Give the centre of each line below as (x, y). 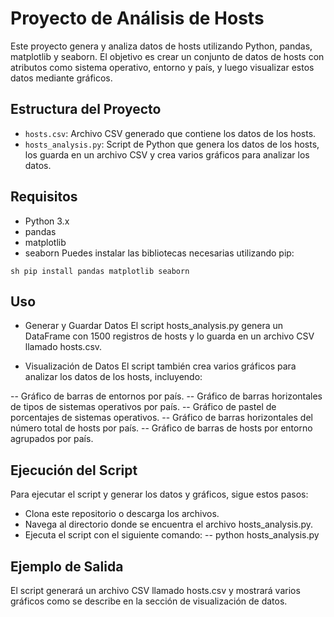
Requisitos (44, 197)
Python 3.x (47, 221)
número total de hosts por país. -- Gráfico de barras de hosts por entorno (161, 428)
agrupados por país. (52, 439)
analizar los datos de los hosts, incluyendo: (113, 377)
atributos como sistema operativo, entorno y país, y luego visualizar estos (162, 67)
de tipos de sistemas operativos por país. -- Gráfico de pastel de (143, 407)
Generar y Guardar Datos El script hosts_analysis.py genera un (154, 326)
